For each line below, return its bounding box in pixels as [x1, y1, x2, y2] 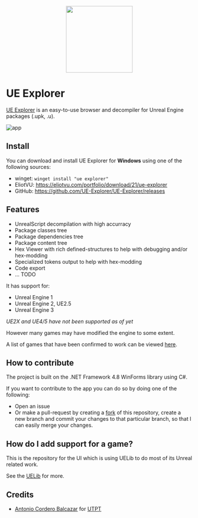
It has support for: [6, 282, 50, 289]
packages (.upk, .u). [6, 113, 55, 120]
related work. [6, 461, 38, 468]
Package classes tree [14, 226, 67, 234]
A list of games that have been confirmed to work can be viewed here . [6, 341, 177, 348]
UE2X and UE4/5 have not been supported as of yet [6, 318, 134, 325]
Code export [14, 264, 46, 271]
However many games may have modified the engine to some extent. [6, 329, 175, 336]
